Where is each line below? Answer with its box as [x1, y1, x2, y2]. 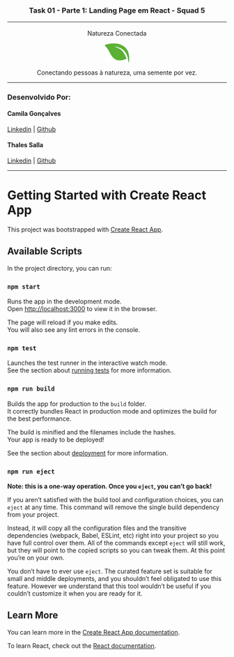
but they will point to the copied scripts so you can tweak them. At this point [7, 546, 225, 554]
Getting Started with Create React [7, 188, 207, 204]
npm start [7, 282, 40, 291]
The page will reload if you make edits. [7, 318, 118, 326]
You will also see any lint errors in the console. [7, 326, 141, 334]
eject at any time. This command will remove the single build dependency [7, 503, 220, 511]
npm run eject [7, 467, 55, 476]
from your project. [7, 510, 59, 518]
